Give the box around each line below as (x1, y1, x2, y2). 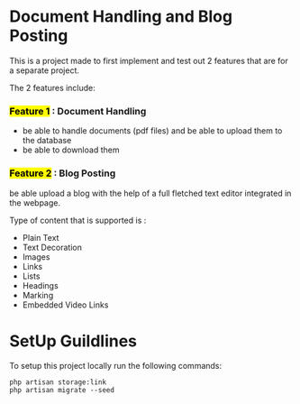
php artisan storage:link (9, 378, 106, 387)
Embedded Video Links (22, 299, 109, 310)
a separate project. (9, 65, 79, 76)
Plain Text (22, 232, 59, 243)
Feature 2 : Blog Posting (9, 167, 116, 179)
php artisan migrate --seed (9, 386, 115, 395)
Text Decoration (22, 242, 83, 252)
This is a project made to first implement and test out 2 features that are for (9, 55, 288, 66)
